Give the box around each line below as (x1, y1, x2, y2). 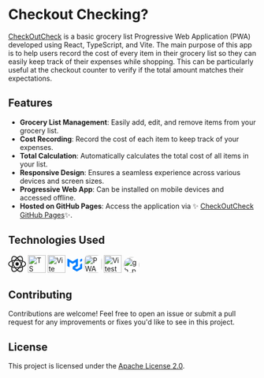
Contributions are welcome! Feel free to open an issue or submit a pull (8, 309, 236, 319)
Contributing (8, 288, 73, 301)
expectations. (8, 73, 53, 83)
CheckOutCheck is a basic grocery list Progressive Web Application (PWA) (8, 32, 251, 41)
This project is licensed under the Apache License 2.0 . (8, 361, 185, 371)
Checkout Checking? (8, 6, 149, 24)
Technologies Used (8, 234, 105, 247)
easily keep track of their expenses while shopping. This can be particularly (8, 57, 254, 66)
